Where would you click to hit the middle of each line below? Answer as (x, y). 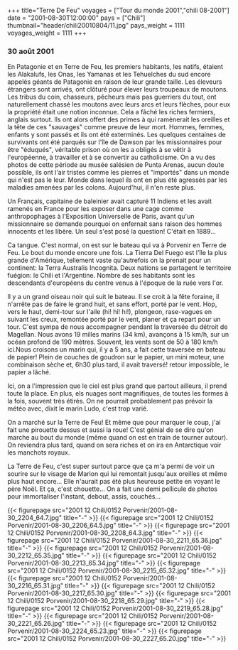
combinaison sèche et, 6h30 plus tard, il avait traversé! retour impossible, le (118, 364)
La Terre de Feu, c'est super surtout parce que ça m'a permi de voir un (111, 466)
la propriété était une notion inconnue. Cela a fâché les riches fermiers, (111, 112)
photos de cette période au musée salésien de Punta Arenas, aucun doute (116, 165)
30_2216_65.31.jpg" (36, 586)
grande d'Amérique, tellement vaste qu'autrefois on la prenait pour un (109, 260)
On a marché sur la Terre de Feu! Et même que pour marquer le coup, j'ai (114, 423)
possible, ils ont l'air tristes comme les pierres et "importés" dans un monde (118, 173)
